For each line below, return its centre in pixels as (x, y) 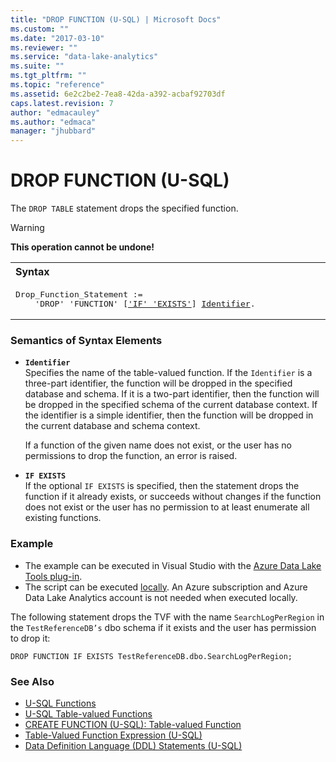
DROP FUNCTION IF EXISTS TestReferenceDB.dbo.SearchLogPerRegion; (151, 656)
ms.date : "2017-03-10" (57, 38)
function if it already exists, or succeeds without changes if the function (173, 497)
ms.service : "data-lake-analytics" (84, 57)
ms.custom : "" (40, 29)
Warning (27, 228)
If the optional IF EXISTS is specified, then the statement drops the (162, 486)
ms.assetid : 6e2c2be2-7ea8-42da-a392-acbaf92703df (118, 94)
